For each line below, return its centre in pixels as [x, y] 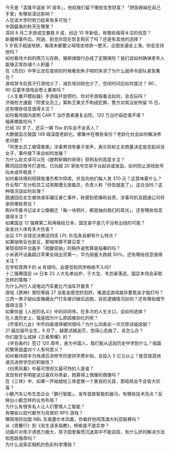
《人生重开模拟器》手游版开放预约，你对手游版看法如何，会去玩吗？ [76, 96]
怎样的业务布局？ [40, 400]
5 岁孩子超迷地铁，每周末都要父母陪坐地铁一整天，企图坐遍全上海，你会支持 [85, 45]
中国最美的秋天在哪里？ [30, 26]
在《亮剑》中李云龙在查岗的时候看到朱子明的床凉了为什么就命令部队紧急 [80, 71]
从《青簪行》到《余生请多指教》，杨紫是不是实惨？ [57, 425]
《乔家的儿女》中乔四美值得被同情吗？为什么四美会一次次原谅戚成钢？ [78, 324]
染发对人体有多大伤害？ [30, 229]
